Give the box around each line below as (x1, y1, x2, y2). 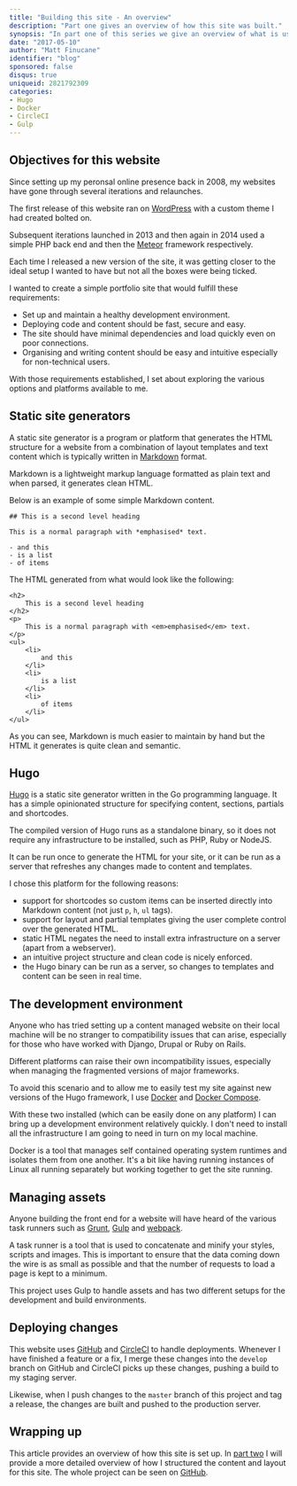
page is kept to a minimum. (9, 1268, 108, 1279)
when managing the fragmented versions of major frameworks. (9, 1065, 240, 1077)
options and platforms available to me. (9, 383, 148, 393)
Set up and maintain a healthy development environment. (21, 309, 231, 320)
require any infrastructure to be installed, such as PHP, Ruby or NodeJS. (9, 835, 272, 845)
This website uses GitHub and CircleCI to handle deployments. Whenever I (9, 1343, 281, 1354)
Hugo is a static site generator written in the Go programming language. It (9, 790, 278, 800)
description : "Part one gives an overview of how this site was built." (9, 21, 283, 30)
